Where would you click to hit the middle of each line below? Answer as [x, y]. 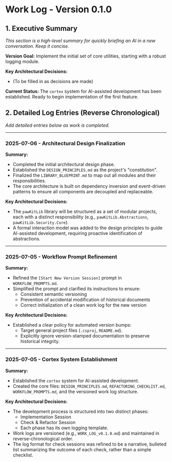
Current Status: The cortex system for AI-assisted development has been [83, 91]
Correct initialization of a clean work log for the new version [83, 305]
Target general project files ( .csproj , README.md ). [71, 330]
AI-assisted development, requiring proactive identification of [77, 233]
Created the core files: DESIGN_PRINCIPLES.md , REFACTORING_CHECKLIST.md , [89, 386]
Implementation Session [46, 417]
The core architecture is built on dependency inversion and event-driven [89, 186]
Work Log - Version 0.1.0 [59, 9]
